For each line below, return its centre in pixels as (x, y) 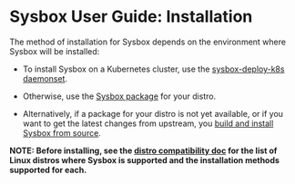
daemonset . (45, 78)
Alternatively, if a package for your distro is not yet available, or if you (153, 113)
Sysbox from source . (62, 132)
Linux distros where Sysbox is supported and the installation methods (145, 160)
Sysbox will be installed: (55, 51)
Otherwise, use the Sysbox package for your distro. (119, 96)
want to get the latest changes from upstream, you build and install (148, 123)
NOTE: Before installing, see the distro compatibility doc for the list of (143, 150)
